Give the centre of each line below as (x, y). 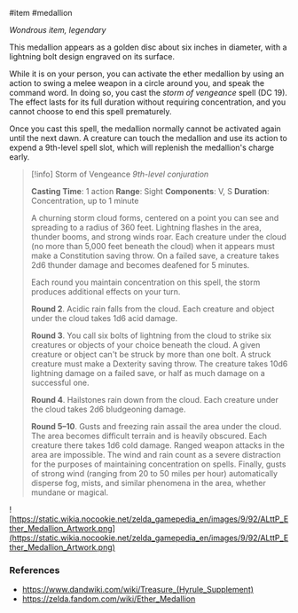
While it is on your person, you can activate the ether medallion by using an (147, 74)
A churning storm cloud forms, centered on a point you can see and (155, 218)
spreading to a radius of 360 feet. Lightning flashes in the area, (146, 227)
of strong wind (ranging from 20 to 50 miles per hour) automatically (154, 473)
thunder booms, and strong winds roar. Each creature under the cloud (158, 237)
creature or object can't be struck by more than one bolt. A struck (151, 354)
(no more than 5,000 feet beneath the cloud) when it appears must (153, 246)
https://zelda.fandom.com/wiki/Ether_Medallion (109, 599)
